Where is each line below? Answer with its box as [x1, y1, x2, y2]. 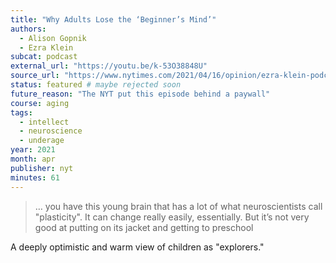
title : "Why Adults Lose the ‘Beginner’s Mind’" [10, 14, 217, 25]
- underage [19, 136, 65, 146]
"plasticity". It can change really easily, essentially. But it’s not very [34, 211, 310, 223]
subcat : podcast [10, 52, 78, 62]
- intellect [19, 117, 70, 127]
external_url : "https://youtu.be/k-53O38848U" [10, 61, 208, 71]
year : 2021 [10, 145, 56, 155]
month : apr [10, 154, 56, 164]
